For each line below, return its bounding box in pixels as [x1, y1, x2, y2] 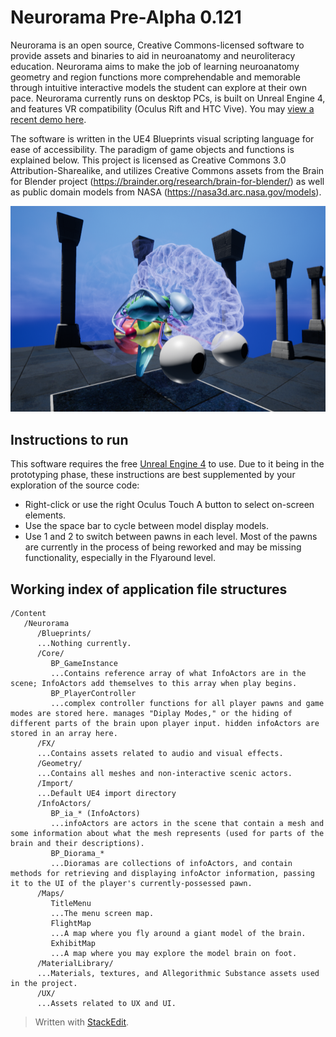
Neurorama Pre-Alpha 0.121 [10, 6, 242, 29]
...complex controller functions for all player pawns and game [50, 699, 325, 709]
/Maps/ [36, 889, 65, 899]
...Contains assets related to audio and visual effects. [36, 749, 284, 759]
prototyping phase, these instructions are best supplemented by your [10, 469, 296, 481]
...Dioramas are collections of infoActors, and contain [50, 859, 293, 869]
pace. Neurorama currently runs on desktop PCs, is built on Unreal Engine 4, [10, 92, 326, 104]
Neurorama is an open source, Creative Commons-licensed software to [10, 39, 305, 51]
